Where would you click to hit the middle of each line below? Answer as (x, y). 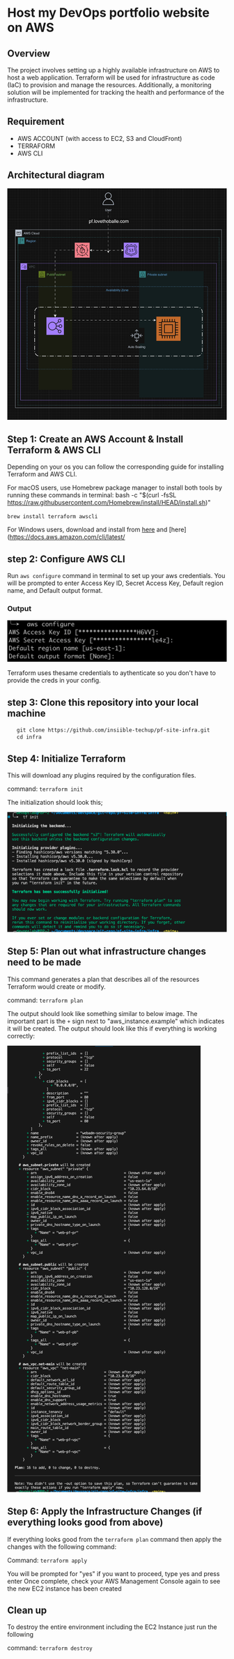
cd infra (29, 737)
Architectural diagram (56, 175)
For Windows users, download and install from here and (87, 530)
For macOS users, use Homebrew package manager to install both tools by (115, 488)
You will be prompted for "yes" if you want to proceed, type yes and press (114, 1573)
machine (27, 713)
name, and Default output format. (55, 591)
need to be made (44, 963)
